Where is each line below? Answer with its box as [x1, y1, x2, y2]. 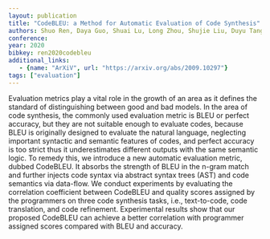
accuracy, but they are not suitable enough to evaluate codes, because [8, 119, 243, 128]
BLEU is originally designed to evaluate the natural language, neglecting [8, 128, 247, 137]
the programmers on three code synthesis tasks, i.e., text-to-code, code [8, 196, 247, 205]
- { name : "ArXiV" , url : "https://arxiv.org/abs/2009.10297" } [18, 64, 228, 72]
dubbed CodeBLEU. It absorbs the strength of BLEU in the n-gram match [8, 161, 249, 171]
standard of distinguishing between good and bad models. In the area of [8, 102, 247, 111]
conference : [8, 34, 48, 43]
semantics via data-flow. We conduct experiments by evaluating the [8, 178, 233, 188]
